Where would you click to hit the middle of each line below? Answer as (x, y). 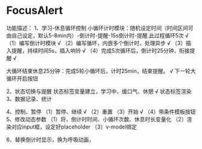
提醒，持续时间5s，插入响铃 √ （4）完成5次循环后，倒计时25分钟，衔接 (100, 50)
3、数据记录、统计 (29, 99)
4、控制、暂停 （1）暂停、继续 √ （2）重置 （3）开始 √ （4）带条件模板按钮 (101, 112)
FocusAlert (35, 11)
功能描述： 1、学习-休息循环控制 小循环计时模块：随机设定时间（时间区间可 (100, 28)
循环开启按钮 (22, 78)
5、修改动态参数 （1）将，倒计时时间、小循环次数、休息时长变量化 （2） (96, 119)
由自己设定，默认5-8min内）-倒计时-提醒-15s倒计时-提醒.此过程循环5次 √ (97, 35)
